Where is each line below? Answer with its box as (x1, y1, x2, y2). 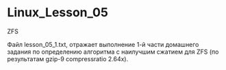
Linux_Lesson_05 (7, 5, 108, 20)
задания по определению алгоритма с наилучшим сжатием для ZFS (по (7, 48, 219, 56)
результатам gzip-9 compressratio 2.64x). (7, 54, 129, 63)
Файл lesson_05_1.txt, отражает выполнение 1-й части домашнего (7, 40, 199, 48)
